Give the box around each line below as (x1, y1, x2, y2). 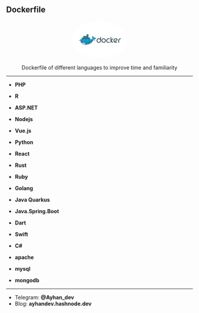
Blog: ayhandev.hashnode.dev (14, 300, 92, 307)
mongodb (14, 276, 40, 284)
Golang (14, 184, 34, 192)
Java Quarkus (14, 196, 50, 203)
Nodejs (14, 115, 33, 122)
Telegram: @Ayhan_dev (14, 293, 75, 301)
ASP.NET (14, 104, 38, 111)
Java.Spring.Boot (14, 207, 59, 214)
